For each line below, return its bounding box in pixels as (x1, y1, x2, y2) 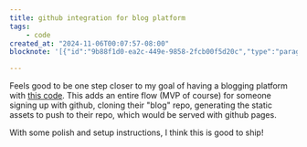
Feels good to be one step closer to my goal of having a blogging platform (9, 80, 288, 91)
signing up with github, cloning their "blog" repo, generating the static (9, 100, 272, 110)
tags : (9, 22, 30, 31)
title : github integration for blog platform (9, 13, 185, 23)
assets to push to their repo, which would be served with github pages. (9, 110, 277, 121)
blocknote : (9, 47, 51, 57)
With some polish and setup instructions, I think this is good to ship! (9, 127, 264, 138)
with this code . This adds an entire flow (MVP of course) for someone (9, 90, 272, 101)
